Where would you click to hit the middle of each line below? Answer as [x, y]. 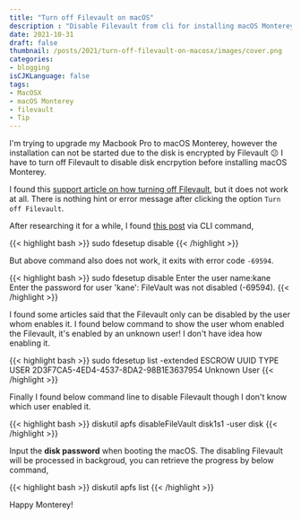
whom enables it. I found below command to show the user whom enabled [147, 324]
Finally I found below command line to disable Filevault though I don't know [148, 397]
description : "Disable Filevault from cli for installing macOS [133, 26]
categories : [31, 59]
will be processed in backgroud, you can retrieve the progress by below [142, 461]
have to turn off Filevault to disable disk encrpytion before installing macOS [148, 163]
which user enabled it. [50, 407]
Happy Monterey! [41, 505]
